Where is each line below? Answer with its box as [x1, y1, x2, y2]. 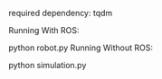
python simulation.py [8, 60, 87, 70]
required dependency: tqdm [8, 8, 113, 18]
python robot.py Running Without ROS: [8, 42, 153, 53]
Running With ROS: [8, 25, 80, 35]
